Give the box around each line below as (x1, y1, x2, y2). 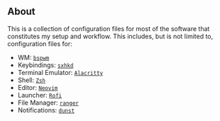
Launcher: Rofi (17, 91, 62, 99)
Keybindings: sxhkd (17, 60, 74, 69)
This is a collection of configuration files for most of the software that (7, 24, 210, 33)
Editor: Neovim (17, 83, 58, 91)
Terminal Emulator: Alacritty (17, 68, 104, 76)
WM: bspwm (17, 53, 50, 62)
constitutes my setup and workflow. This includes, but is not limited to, (7, 32, 214, 40)
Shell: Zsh (17, 76, 46, 84)
